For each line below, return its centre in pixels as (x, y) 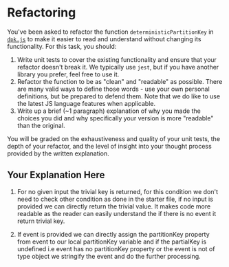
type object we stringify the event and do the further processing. (109, 256)
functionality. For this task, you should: (62, 46)
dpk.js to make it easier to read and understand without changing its (104, 39)
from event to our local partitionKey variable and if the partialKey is (112, 242)
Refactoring (42, 13)
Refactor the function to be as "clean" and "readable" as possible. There (120, 81)
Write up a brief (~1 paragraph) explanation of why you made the (109, 111)
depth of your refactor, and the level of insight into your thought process (109, 146)
